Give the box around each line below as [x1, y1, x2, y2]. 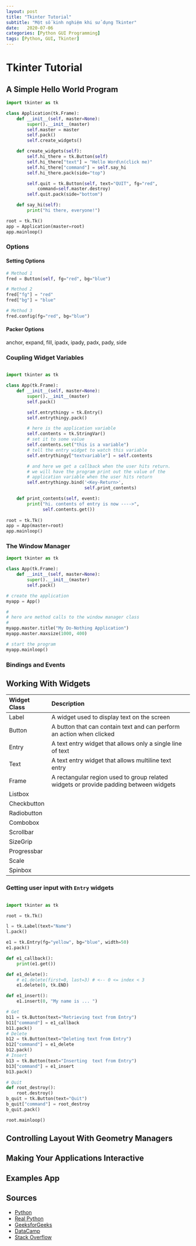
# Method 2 [6, 286, 33, 292]
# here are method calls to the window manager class [6, 615, 140, 620]
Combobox [9, 818, 40, 827]
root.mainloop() [6, 1117, 45, 1123]
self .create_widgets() [27, 138, 82, 144]
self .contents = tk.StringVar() [27, 431, 106, 437]
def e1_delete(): [6, 971, 48, 977]
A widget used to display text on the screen [51, 713, 170, 721]
